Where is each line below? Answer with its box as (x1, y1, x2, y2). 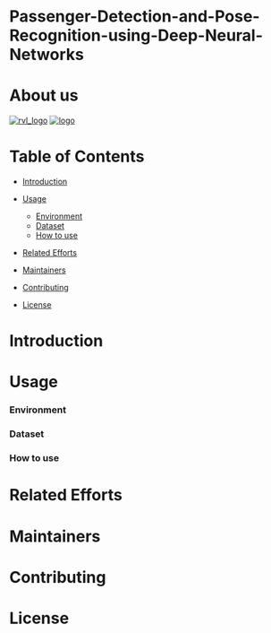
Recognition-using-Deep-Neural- (9, 25, 264, 46)
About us (9, 85, 79, 106)
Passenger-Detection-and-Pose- (9, 6, 260, 27)
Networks (9, 45, 85, 65)
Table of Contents (9, 146, 145, 167)
